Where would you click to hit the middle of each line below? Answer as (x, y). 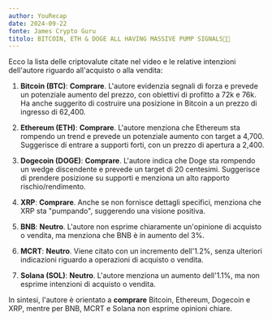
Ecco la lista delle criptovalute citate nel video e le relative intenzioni (122, 62)
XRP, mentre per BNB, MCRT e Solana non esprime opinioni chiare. (121, 309)
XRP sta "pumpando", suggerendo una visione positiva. (112, 211)
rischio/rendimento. (53, 187)
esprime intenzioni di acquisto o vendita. (88, 284)
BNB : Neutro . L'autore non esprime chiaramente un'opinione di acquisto (141, 227)
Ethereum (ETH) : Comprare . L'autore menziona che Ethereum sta (130, 128)
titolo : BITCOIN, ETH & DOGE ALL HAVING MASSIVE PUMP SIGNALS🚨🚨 (119, 39)
